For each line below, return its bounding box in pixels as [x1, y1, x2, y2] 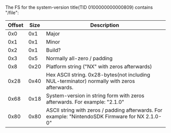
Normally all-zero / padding [46, 55, 113, 62]
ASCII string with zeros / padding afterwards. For [46, 107, 163, 113]
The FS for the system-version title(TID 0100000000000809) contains [5, 5, 153, 10]
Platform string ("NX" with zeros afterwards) [46, 63, 152, 70]
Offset [8, 22, 24, 28]
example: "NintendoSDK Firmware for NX [46, 113, 145, 120]
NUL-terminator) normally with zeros [46, 78, 135, 84]
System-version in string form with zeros [46, 92, 145, 99]
